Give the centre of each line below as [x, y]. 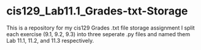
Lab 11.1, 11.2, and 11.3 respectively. [50, 40]
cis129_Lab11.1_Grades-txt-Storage [97, 11]
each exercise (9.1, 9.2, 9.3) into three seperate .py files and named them [98, 34]
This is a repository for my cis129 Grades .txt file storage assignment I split [100, 28]
